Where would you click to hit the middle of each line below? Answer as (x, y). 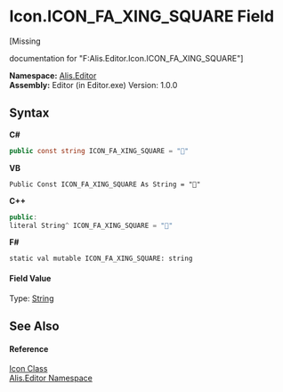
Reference (29, 348)
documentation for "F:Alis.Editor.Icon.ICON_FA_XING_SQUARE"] (126, 58)
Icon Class (28, 369)
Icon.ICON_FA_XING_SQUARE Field (141, 16)
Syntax (29, 113)
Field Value (30, 278)
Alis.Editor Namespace (51, 378)
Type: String (32, 298)
